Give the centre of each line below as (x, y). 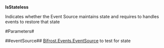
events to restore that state (33, 22)
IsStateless (17, 7)
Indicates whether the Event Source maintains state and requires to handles (82, 16)
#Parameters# (20, 31)
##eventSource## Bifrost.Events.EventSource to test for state (68, 41)
